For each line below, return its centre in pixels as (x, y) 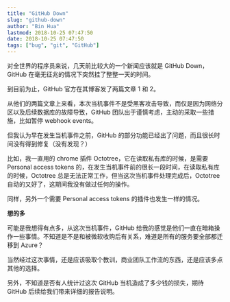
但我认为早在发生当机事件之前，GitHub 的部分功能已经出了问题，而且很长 (111, 135)
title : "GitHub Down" (38, 13)
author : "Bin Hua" (33, 26)
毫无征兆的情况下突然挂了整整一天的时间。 (94, 74)
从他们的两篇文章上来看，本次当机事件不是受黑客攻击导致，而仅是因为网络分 (115, 103)
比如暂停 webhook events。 (58, 120)
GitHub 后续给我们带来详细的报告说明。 (63, 291)
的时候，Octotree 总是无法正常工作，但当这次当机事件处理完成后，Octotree (114, 175)
